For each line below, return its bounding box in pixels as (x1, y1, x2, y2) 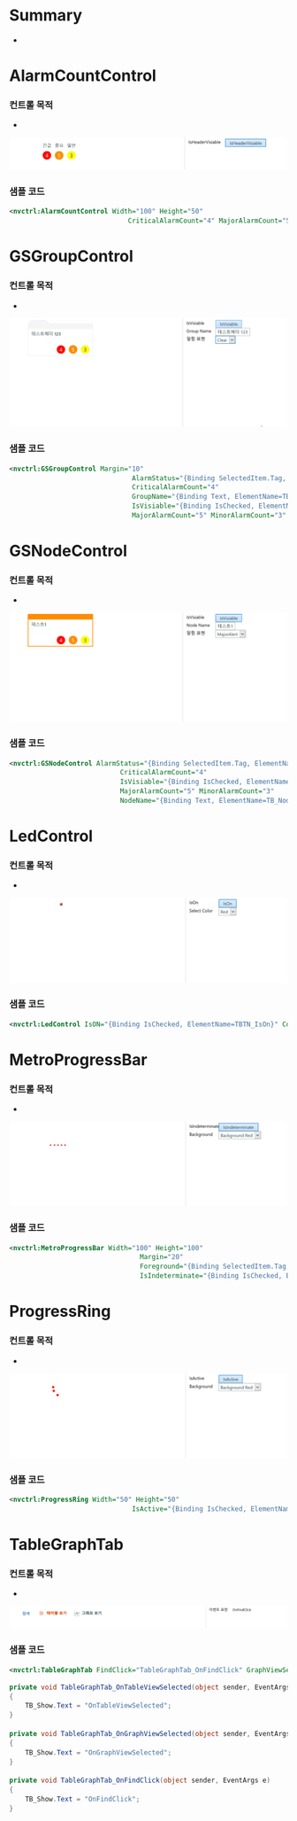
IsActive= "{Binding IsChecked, (131, 1504, 247, 1514)
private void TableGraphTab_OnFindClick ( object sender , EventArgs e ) (9, 1776, 271, 1786)
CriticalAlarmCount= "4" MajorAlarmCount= (127, 216, 283, 226)
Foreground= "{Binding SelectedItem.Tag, (140, 1262, 291, 1272)
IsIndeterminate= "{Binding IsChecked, (140, 1272, 283, 1280)
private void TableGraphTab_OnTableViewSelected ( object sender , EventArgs (9, 1683, 291, 1692)
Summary (9, 5, 82, 26)
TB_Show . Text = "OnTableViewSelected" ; (25, 1701, 172, 1710)
